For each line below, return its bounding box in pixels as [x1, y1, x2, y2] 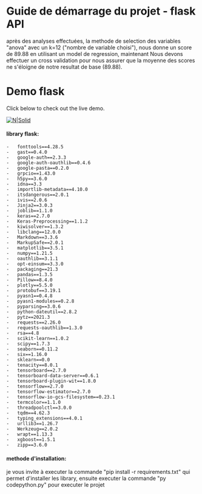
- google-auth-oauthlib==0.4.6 [6, 160, 91, 166]
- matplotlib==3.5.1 [6, 245, 64, 251]
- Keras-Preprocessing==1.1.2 [6, 218, 88, 224]
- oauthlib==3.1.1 [6, 256, 59, 262]
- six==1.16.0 [6, 352, 47, 358]
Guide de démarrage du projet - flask [6, 4, 196, 18]
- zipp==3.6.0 [6, 442, 47, 448]
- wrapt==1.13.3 [6, 431, 53, 437]
